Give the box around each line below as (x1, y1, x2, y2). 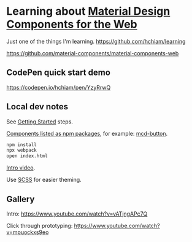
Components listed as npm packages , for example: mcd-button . (6, 130, 168, 137)
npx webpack (6, 147, 37, 154)
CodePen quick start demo (6, 68, 110, 78)
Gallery (6, 193, 35, 204)
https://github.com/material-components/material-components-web (6, 49, 179, 57)
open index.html (6, 153, 48, 159)
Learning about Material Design (6, 4, 171, 18)
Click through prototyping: (6, 222, 73, 229)
